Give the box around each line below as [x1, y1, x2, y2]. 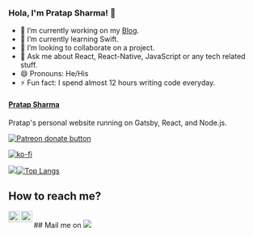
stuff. [19, 60, 38, 70]
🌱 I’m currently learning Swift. [19, 34, 119, 44]
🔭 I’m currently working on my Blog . [19, 26, 140, 36]
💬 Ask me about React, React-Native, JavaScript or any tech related [19, 52, 246, 62]
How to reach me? [8, 189, 102, 203]
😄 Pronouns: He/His [19, 69, 89, 79]
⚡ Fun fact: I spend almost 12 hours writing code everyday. [19, 78, 216, 88]
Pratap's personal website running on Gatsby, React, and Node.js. [8, 118, 228, 127]
